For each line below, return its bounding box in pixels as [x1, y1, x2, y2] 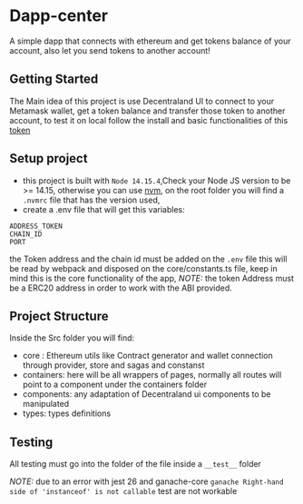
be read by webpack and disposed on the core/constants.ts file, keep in [9, 262, 279, 273]
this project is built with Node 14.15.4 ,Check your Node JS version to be [22, 174, 291, 186]
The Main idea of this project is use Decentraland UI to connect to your [9, 95, 275, 106]
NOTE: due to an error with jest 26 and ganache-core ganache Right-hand [9, 476, 284, 487]
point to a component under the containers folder [22, 379, 207, 390]
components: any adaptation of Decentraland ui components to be [22, 389, 271, 400]
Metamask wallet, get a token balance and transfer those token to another [9, 105, 286, 116]
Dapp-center [9, 5, 109, 26]
